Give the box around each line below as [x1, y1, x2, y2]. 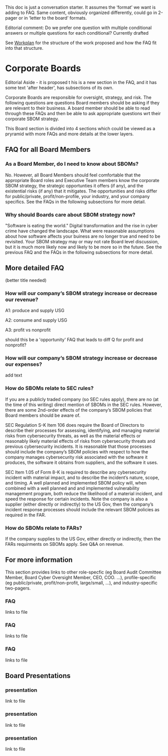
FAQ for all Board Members [5, 145, 91, 154]
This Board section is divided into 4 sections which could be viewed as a [5, 125, 155, 131]
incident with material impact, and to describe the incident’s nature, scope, [5, 475, 159, 481]
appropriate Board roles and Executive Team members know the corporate [5, 177, 159, 183]
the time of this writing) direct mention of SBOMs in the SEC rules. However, [5, 402, 162, 408]
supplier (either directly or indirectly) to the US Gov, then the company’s [5, 501, 154, 507]
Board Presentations [5, 672, 71, 680]
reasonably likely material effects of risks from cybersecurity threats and [5, 438, 155, 444]
